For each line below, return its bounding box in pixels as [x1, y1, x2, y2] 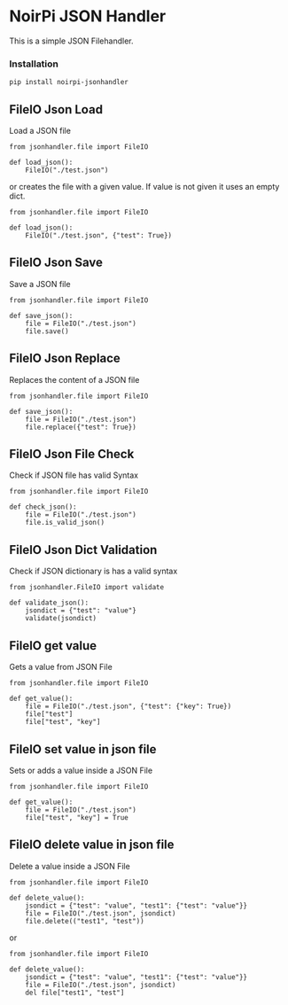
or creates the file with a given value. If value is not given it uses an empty [9, 182, 280, 192]
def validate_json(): [9, 598, 90, 608]
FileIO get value [9, 638, 97, 653]
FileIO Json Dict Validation [9, 542, 158, 557]
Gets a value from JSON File [9, 662, 113, 673]
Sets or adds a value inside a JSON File [9, 765, 153, 775]
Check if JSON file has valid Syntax [9, 470, 139, 480]
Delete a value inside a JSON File [9, 861, 130, 871]
